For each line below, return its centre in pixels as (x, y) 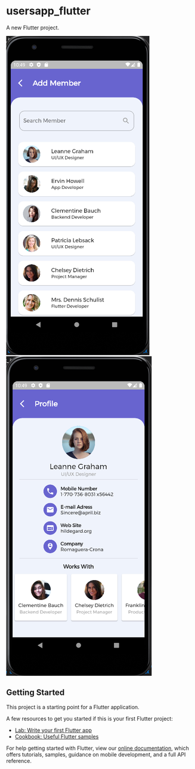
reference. (19, 761)
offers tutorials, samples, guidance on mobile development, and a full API (96, 754)
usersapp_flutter (48, 11)
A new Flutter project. (33, 28)
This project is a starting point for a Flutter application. (73, 707)
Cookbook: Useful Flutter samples (57, 736)
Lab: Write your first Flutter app (53, 730)
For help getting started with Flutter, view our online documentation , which (98, 748)
